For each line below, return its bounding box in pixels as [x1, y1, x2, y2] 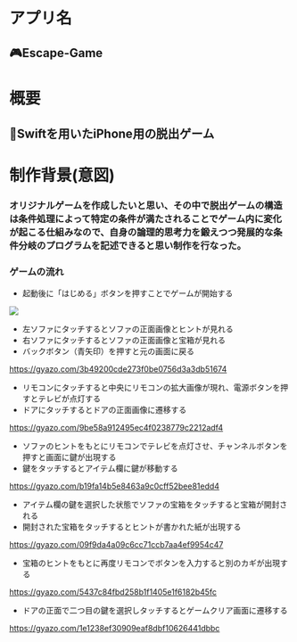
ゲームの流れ [9, 266, 64, 278]
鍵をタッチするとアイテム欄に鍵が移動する [21, 463, 178, 473]
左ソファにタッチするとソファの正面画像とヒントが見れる [21, 323, 234, 334]
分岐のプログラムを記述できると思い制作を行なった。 [18, 240, 247, 252]
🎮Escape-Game [9, 45, 103, 61]
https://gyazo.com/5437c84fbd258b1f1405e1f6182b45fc [9, 586, 217, 597]
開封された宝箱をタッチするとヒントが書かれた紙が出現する [21, 521, 242, 531]
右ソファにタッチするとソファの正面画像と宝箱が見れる [21, 334, 226, 345]
